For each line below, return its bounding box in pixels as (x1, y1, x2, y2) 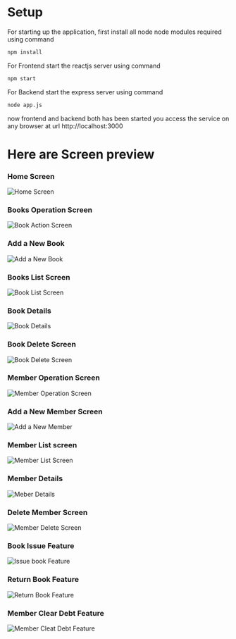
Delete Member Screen (7, 507, 88, 517)
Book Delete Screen (7, 340, 76, 349)
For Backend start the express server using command (7, 87, 163, 96)
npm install (7, 49, 42, 56)
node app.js (7, 101, 42, 108)
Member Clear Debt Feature (7, 608, 104, 618)
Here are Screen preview (7, 146, 155, 162)
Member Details (7, 473, 63, 483)
